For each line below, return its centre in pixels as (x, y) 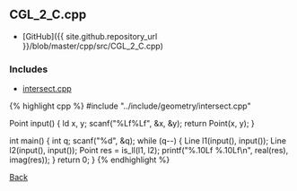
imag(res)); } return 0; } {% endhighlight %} (90, 160)
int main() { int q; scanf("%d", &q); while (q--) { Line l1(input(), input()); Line (148, 141)
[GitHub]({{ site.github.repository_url (90, 36)
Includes (29, 69)
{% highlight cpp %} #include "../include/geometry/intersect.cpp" (130, 106)
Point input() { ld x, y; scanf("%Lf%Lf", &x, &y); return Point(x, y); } (132, 124)
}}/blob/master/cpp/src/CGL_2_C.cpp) (93, 46)
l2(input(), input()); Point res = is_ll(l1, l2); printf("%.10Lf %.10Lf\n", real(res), (149, 151)
